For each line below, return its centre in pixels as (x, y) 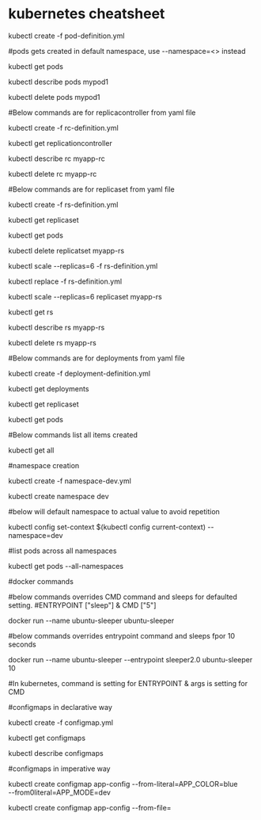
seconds (23, 644)
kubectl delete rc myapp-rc (53, 174)
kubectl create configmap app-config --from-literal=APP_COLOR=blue (123, 784)
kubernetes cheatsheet (87, 14)
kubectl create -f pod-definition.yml (66, 36)
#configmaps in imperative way (59, 769)
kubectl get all (31, 450)
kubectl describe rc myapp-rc (57, 158)
